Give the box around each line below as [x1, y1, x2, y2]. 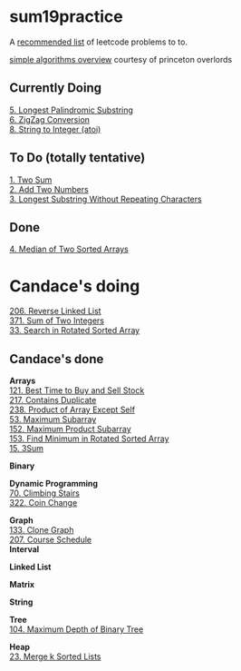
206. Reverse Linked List [9, 306, 101, 317]
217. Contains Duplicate [9, 395, 97, 406]
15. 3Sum [9, 443, 43, 454]
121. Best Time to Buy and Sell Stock [9, 385, 145, 396]
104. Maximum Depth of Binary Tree [9, 624, 144, 635]
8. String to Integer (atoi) [9, 123, 101, 134]
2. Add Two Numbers [9, 183, 89, 194]
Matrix [9, 579, 34, 590]
